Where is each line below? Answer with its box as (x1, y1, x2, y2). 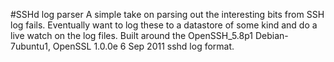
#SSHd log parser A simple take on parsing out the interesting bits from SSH (10, 9, 325, 20)
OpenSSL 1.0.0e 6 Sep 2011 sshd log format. (52, 40, 235, 52)
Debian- (254, 30, 289, 41)
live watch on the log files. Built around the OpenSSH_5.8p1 (10, 30, 253, 41)
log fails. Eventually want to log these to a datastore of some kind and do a (10, 19, 318, 31)
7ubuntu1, (10, 40, 51, 52)
